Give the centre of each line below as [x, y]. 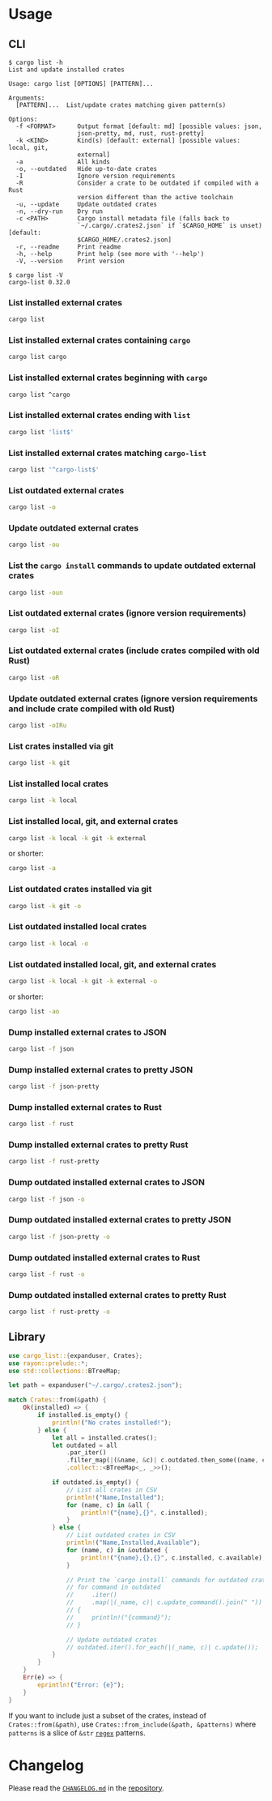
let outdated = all [84, 1445]
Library [27, 1337]
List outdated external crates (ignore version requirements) [127, 613]
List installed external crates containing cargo [100, 340]
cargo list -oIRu [38, 726]
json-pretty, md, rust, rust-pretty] [141, 134]
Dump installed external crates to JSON [88, 1032]
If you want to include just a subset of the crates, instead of [107, 1715]
